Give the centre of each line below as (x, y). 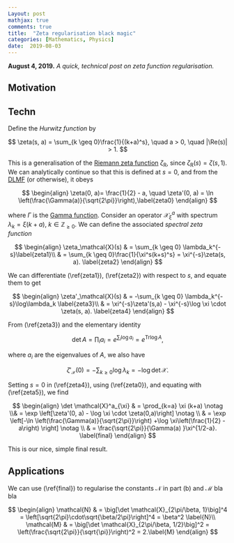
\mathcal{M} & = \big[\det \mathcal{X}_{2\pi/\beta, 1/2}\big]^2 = (118, 525)
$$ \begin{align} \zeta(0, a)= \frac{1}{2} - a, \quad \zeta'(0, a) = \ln (118, 193)
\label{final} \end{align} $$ (118, 436)
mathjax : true (29, 20)
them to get (24, 283)
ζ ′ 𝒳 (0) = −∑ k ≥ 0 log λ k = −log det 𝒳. (118, 371)
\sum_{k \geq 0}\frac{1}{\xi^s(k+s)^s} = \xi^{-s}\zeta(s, (147, 255)
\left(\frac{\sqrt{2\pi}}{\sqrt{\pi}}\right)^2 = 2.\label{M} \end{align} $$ (118, 532)
